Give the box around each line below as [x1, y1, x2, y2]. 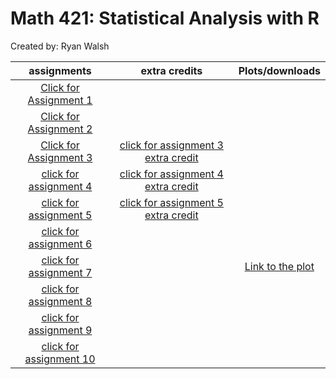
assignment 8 [28, 294, 93, 308]
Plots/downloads [238, 63, 321, 77]
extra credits [140, 63, 203, 77]
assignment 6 [28, 237, 93, 251]
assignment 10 [24, 352, 96, 366]
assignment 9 [28, 323, 93, 337]
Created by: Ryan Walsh [10, 40, 110, 52]
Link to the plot [244, 259, 315, 273]
